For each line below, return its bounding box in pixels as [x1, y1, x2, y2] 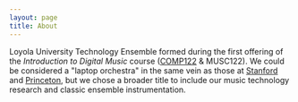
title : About [9, 21, 58, 30]
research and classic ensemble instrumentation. [9, 84, 186, 95]
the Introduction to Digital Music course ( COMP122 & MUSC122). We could [9, 55, 285, 66]
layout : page [9, 13, 58, 22]
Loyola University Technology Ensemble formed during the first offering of [9, 46, 284, 56]
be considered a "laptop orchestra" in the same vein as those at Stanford [9, 64, 278, 76]
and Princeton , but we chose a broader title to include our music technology [9, 74, 290, 85]
